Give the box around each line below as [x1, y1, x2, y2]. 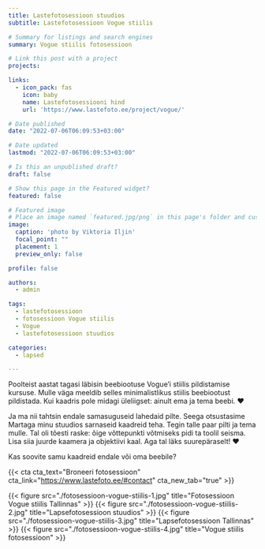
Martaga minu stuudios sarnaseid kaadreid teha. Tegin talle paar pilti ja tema [8, 420, 256, 430]
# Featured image [8, 206, 65, 214]
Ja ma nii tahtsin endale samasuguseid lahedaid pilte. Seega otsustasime [8, 412, 246, 421]
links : [8, 77, 30, 84]
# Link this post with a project [8, 54, 118, 63]
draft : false [8, 170, 51, 178]
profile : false [8, 264, 58, 272]
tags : [8, 301, 26, 308]
